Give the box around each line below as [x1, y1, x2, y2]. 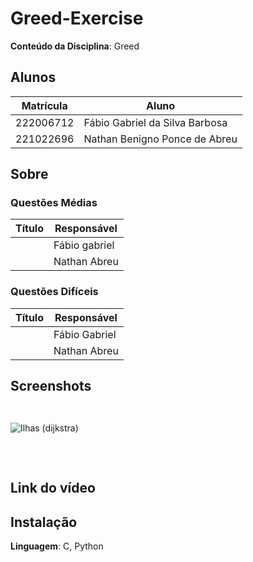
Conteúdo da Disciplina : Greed [10, 40, 140, 52]
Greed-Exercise [10, 7, 144, 30]
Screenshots [10, 378, 92, 395]
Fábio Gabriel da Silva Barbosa [83, 115, 228, 129]
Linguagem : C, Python [10, 540, 104, 552]
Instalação [10, 513, 78, 531]
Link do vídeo [10, 480, 96, 497]
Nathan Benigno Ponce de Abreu [83, 132, 238, 146]
